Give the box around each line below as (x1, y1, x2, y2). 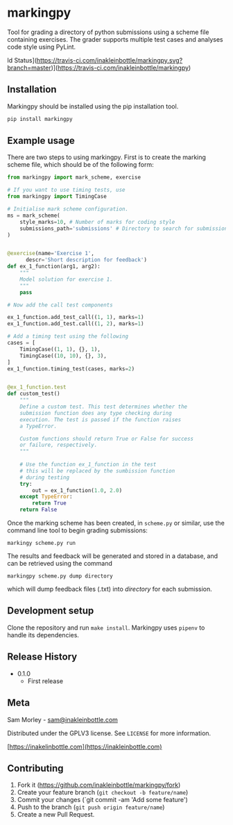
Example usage (7, 135, 75, 147)
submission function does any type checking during (19, 409, 172, 416)
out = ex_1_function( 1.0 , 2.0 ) (32, 487, 123, 494)
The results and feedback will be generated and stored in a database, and (7, 552, 218, 560)
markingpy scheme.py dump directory (7, 573, 113, 580)
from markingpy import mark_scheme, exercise (7, 174, 141, 181)
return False (19, 506, 58, 514)
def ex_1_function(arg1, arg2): (7, 263, 101, 270)
